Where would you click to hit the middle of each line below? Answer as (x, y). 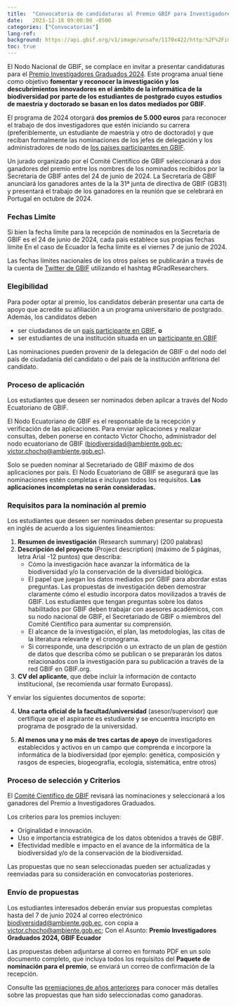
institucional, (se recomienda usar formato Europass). (95, 684)
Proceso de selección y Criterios (64, 781)
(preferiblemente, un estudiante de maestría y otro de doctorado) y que (111, 132)
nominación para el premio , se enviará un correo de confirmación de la (111, 966)
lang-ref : (22, 33)
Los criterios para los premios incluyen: (64, 817)
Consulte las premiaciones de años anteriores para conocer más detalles (113, 987)
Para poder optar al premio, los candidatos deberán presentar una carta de (116, 302)
